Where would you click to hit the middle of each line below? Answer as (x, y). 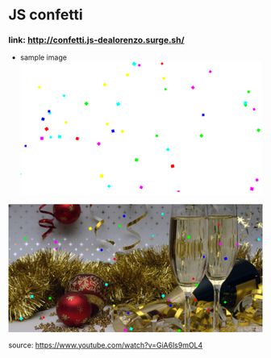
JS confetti (46, 15)
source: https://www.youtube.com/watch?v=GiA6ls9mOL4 (106, 345)
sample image (43, 57)
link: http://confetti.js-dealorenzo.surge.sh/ (96, 40)
